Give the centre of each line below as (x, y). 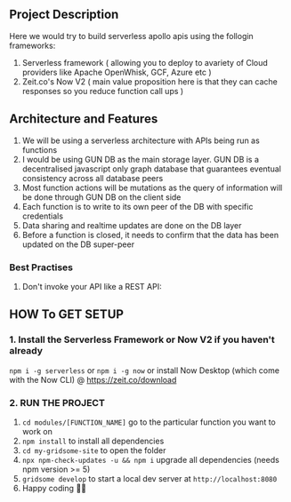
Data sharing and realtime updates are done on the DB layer (132, 225)
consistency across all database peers (93, 178)
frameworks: (32, 45)
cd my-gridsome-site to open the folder (94, 450)
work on (37, 431)
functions (40, 149)
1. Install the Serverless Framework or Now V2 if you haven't (142, 339)
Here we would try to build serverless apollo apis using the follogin (131, 36)
